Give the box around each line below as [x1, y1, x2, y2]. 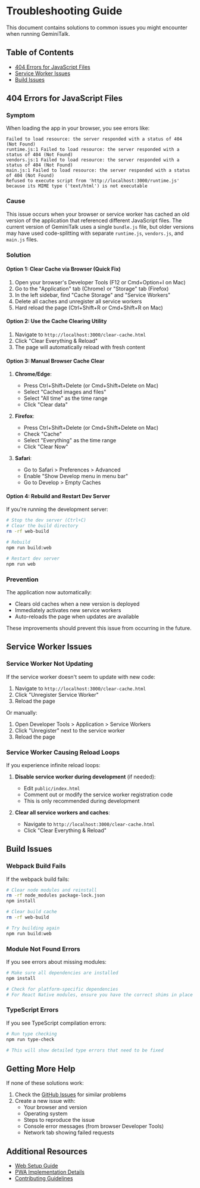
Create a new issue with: [14, 1097, 76, 1105]
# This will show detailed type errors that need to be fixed [6, 1047, 164, 1053]
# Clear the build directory [6, 523, 79, 529]
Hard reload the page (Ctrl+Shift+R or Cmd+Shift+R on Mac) [14, 304, 164, 311]
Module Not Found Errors [6, 945, 80, 953]
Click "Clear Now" [23, 443, 68, 451]
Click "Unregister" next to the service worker [14, 727, 126, 734]
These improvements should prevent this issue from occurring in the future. [6, 624, 192, 631]
